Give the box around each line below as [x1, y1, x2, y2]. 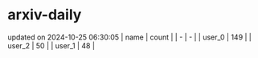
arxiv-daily [7, 6, 82, 24]
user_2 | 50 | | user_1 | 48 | [7, 40, 96, 50]
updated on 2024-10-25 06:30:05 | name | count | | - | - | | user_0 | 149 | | [7, 32, 252, 42]
